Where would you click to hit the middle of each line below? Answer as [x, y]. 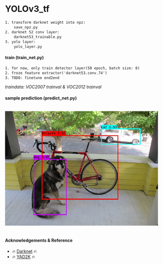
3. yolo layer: [20, 42]
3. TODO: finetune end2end [32, 78]
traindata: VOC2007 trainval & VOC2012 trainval [53, 87]
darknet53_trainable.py [38, 37]
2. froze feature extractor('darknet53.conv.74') [56, 73]
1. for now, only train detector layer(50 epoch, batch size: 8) [72, 68]
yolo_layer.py [28, 47]
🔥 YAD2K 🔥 [24, 256]
